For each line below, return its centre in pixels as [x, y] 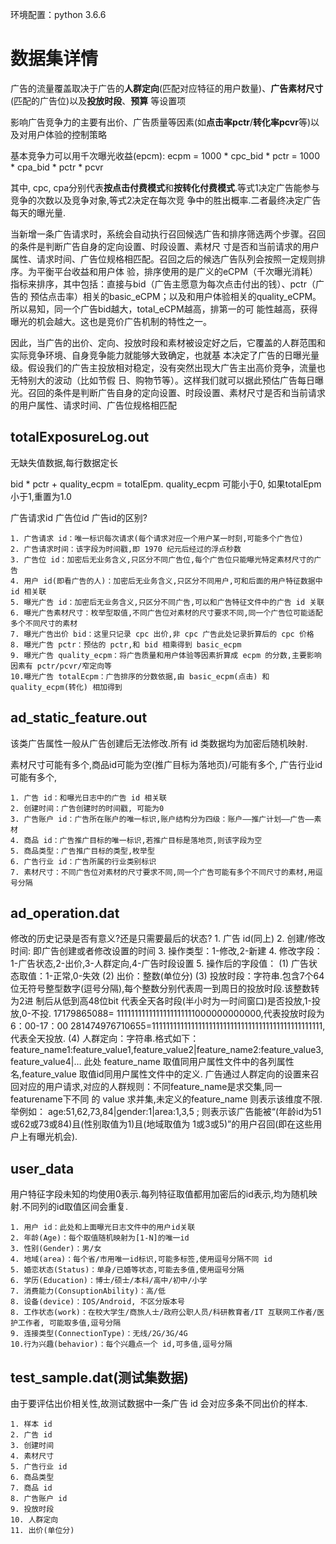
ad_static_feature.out [79, 718]
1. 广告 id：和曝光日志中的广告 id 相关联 [88, 798]
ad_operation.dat [65, 913]
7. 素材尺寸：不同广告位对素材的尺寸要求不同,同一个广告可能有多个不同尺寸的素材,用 [163, 872]
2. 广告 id [31, 1435]
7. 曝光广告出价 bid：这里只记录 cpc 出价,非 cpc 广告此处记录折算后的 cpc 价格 [162, 634]
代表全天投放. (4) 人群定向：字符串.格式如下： [105, 1039]
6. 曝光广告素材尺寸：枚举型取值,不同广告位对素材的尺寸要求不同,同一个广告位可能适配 [166, 613]
